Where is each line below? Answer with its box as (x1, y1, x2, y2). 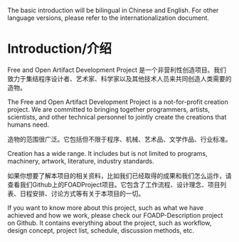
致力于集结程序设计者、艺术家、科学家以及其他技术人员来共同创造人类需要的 (7, 74, 232, 83)
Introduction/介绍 (7, 41, 112, 57)
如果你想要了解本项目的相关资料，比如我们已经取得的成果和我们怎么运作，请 (7, 171, 232, 180)
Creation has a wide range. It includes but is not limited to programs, (7, 149, 208, 157)
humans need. (7, 120, 50, 129)
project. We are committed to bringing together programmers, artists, (7, 105, 210, 113)
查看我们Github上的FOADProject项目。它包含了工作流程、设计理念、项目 (7, 180, 221, 189)
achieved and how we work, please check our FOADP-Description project (7, 211, 223, 219)
